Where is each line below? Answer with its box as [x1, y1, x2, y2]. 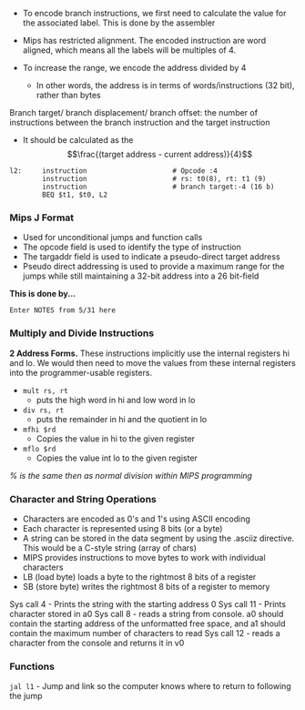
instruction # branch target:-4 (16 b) [42, 182, 275, 191]
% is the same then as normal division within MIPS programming [9, 470, 253, 481]
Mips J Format [9, 211, 75, 224]
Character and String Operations [9, 492, 157, 505]
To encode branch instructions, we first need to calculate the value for [22, 8, 287, 18]
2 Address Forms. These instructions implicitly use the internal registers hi [9, 348, 290, 359]
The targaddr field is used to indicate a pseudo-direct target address [22, 251, 280, 262]
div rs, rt [22, 405, 65, 415]
